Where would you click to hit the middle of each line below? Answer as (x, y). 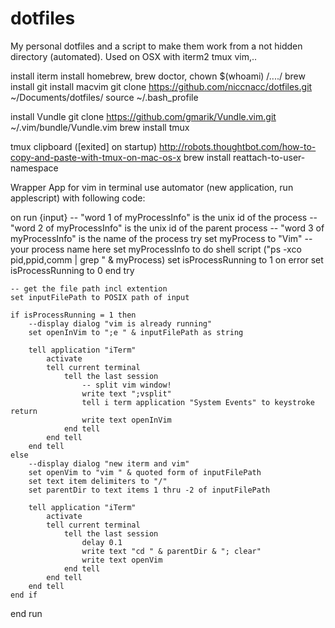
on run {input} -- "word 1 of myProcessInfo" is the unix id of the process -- (164, 217)
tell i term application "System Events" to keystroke (198, 402)
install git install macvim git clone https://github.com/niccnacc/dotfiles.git (161, 86)
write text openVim (122, 560)
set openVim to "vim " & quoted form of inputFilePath (145, 472)
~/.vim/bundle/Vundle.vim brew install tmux (100, 127)
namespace (34, 168)
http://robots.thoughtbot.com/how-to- (238, 146)
